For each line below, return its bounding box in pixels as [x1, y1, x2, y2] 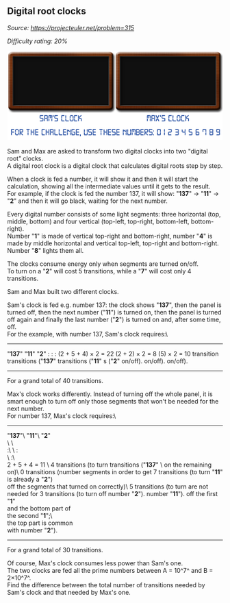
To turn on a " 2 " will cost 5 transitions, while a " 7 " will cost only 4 [7, 267, 192, 275]
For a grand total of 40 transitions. [7, 376, 104, 384]
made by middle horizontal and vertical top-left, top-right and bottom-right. [7, 239, 219, 247]
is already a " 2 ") [7, 475, 53, 483]
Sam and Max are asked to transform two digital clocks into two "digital [7, 147, 208, 155]
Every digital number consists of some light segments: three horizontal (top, [7, 210, 221, 218]
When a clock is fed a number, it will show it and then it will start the [7, 175, 199, 183]
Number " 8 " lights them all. [7, 246, 84, 254]
